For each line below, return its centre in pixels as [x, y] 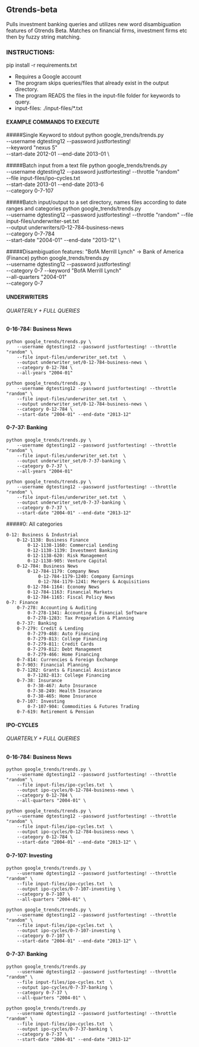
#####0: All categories [34, 524]
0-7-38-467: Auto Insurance [62, 686]
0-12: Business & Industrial [42, 534]
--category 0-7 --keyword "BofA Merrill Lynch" [64, 271]
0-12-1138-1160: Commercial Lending [73, 545]
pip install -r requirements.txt [42, 65]
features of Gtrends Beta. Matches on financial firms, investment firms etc [97, 30]
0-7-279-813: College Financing [68, 639]
